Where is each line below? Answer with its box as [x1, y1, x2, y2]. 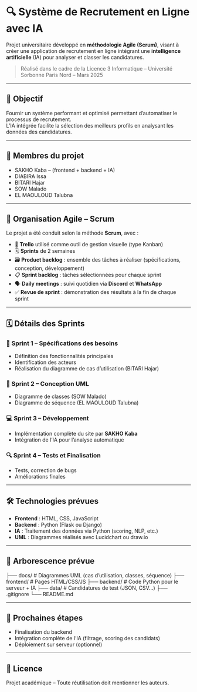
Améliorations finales [14, 473, 66, 480]
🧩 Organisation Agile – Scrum [6, 213, 115, 224]
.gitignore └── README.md [6, 590, 74, 597]
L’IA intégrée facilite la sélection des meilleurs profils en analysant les [6, 122, 174, 129]
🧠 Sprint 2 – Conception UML [6, 379, 90, 387]
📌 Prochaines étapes [6, 613, 83, 623]
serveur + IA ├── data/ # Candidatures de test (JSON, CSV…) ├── [6, 584, 168, 591]
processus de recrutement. [6, 116, 72, 123]
